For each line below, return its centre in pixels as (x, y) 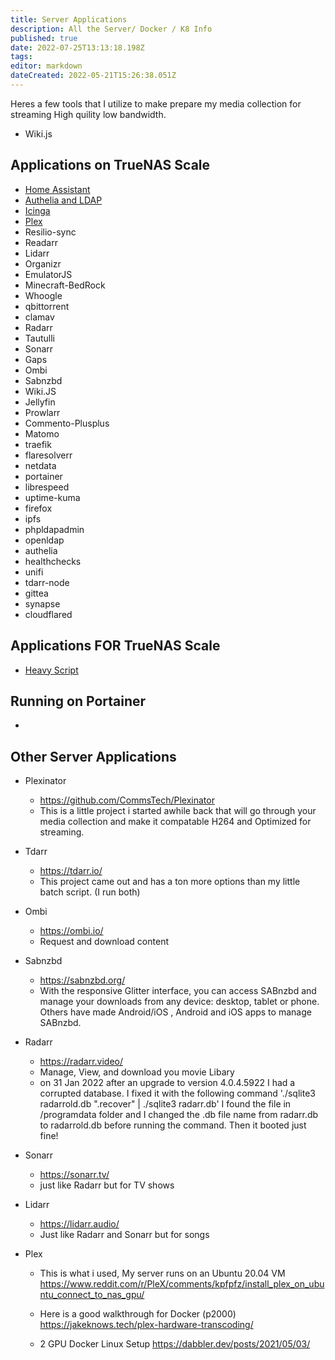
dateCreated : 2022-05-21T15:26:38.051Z (93, 76)
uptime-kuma (52, 497)
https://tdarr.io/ (71, 871)
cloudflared (48, 614)
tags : (21, 57)
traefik (38, 444)
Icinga (37, 210)
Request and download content (104, 942)
